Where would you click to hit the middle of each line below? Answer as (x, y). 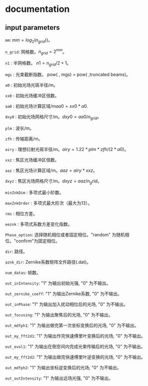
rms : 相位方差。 (21, 213)
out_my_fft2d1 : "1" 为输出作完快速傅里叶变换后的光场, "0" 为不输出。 (75, 336)
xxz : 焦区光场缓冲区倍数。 (32, 159)
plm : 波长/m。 (20, 128)
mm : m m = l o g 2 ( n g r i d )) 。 (29, 41)
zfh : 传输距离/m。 (24, 139)
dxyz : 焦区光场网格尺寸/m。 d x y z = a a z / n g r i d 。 (54, 181)
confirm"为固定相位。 (38, 241)
